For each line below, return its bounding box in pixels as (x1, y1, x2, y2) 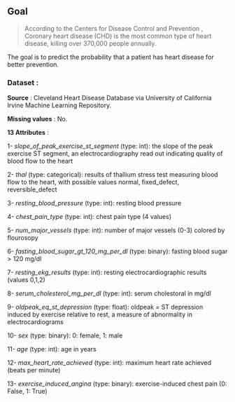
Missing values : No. (7, 115, 68, 123)
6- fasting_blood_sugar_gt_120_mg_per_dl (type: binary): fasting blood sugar (7, 247, 228, 255)
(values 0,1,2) (7, 276, 45, 284)
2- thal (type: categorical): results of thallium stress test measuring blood (7, 170, 218, 179)
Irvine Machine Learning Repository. (7, 101, 112, 109)
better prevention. (7, 60, 59, 69)
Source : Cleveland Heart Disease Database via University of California (7, 94, 212, 102)
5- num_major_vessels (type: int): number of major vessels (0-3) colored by (7, 226, 225, 234)
